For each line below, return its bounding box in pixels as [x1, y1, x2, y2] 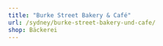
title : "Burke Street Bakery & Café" [8, 11, 132, 19]
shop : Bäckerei [8, 26, 58, 34]
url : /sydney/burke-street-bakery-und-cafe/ [8, 19, 156, 27]
